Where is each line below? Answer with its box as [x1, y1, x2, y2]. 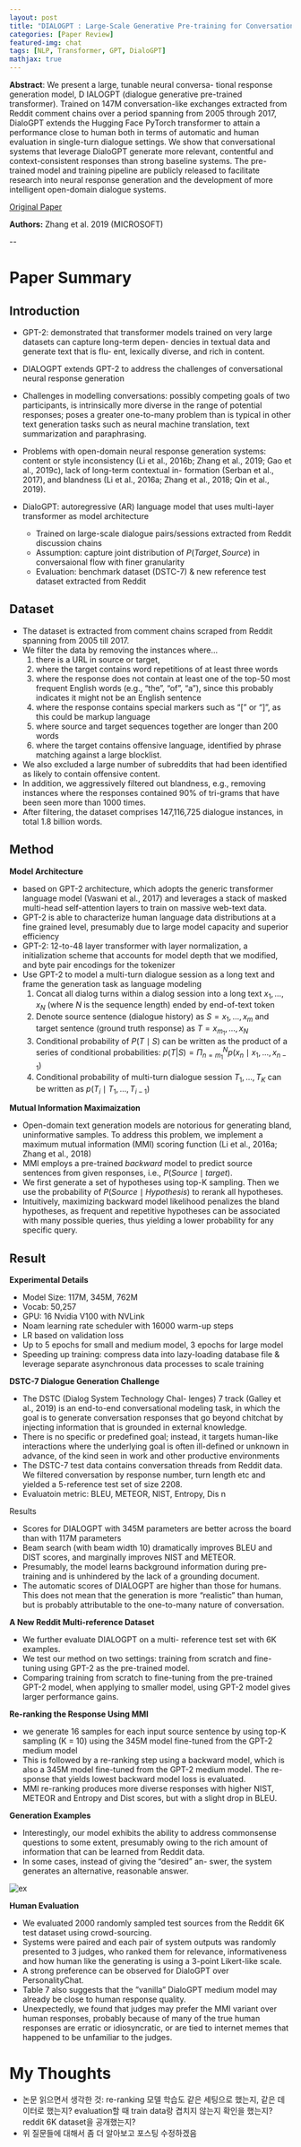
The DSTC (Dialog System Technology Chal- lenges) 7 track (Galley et [21, 1393, 282, 1404]
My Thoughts [9, 2064, 112, 2084]
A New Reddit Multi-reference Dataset [9, 1617, 155, 1628]
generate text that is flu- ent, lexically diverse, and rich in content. [21, 346, 265, 357]
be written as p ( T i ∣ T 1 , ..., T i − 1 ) [35, 1083, 150, 1096]
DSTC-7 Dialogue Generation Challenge [9, 1376, 159, 1387]
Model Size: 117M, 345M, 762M [21, 1292, 139, 1303]
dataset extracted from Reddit [35, 576, 147, 586]
